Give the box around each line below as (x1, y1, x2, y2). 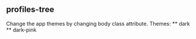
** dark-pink (6, 26, 37, 33)
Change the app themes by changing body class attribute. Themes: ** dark (6, 20, 190, 27)
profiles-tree (6, 5, 55, 15)
